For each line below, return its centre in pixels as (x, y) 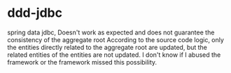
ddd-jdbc (35, 13)
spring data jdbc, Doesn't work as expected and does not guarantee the (111, 32)
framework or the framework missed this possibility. (82, 62)
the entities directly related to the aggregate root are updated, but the (107, 47)
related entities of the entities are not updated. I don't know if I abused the (114, 55)
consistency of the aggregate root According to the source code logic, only (115, 39)
